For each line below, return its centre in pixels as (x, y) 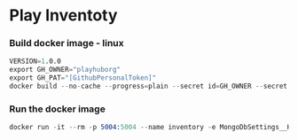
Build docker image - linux (67, 43)
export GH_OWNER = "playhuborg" (65, 70)
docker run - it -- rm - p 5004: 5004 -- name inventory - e (113, 128)
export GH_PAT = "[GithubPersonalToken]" (83, 78)
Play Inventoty (63, 16)
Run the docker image (58, 109)
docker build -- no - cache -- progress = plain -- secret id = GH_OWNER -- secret (149, 86)
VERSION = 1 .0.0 (35, 62)
